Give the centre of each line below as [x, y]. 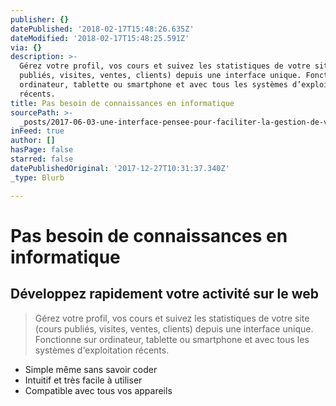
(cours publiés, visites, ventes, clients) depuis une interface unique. [174, 328]
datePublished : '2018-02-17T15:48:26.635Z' [102, 29]
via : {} [26, 47]
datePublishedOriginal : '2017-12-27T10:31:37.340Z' [120, 168]
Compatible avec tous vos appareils [98, 390]
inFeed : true [37, 131]
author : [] [33, 141]
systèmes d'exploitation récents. [102, 350]
